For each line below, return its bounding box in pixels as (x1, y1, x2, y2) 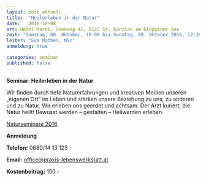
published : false (6, 60, 51, 66)
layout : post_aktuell (6, 9, 62, 15)
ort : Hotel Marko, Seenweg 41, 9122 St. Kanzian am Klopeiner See (6, 26, 180, 33)
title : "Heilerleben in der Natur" (6, 15, 100, 21)
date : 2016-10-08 (6, 20, 56, 26)
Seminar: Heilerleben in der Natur (6, 77, 94, 84)
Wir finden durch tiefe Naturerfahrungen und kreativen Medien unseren (6, 88, 187, 96)
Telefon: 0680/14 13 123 (6, 144, 68, 151)
